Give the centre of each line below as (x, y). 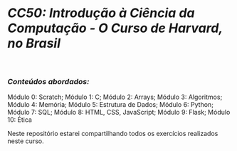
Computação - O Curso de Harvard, (115, 28)
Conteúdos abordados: (48, 81)
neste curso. (26, 141)
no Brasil (34, 43)
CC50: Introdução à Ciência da (101, 13)
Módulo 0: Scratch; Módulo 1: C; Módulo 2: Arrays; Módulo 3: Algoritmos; (115, 97)
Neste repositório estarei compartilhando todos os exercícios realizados (113, 134)
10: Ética (20, 120)
